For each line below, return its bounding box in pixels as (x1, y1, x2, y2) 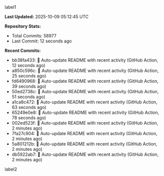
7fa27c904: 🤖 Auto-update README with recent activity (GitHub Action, (11, 131, 158, 136)
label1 (4, 4, 17, 10)
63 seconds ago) (11, 105, 46, 110)
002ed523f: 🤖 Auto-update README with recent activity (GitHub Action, (11, 120, 159, 126)
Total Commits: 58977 (11, 33, 57, 38)
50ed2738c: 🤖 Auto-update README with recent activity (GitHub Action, (11, 89, 159, 94)
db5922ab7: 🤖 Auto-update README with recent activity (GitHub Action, (11, 151, 159, 157)
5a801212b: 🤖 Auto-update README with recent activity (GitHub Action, (11, 141, 158, 147)
